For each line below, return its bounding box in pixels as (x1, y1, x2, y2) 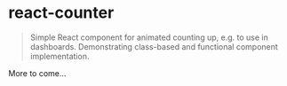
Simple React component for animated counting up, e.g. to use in (29, 32, 268, 43)
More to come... (8, 67, 67, 78)
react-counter (8, 3, 115, 23)
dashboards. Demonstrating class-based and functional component (29, 41, 279, 51)
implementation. (29, 51, 90, 61)
